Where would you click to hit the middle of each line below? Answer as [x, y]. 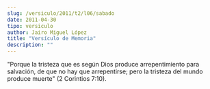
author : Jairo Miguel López [47, 32]
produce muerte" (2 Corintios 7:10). [57, 78]
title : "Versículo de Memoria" [52, 39]
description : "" [30, 45]
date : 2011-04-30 [32, 20]
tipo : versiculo [30, 26]
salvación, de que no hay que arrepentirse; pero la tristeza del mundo [105, 71]
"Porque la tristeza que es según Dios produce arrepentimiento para [103, 64]
